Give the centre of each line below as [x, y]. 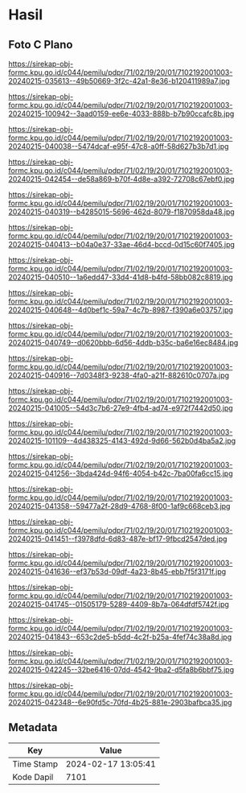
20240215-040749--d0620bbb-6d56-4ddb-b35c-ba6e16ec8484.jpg [123, 343]
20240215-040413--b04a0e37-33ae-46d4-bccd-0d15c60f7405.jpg [122, 244]
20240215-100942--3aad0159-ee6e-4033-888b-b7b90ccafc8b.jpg [121, 114]
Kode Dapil [33, 777]
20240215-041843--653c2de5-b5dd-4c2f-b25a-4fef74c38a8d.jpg [120, 637]
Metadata [33, 727]
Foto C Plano [41, 45]
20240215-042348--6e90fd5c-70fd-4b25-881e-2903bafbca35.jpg [120, 702]
